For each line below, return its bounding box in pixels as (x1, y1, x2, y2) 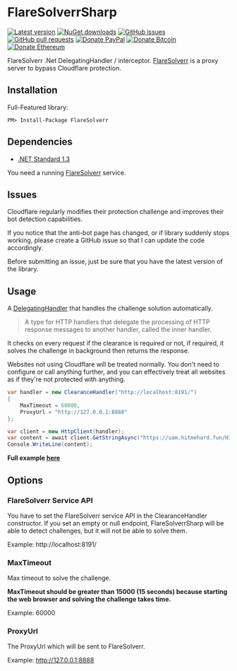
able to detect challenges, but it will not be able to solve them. (7, 526, 188, 535)
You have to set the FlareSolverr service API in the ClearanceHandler (7, 511, 208, 520)
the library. (7, 265, 39, 273)
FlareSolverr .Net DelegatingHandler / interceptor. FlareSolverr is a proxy (7, 56, 219, 64)
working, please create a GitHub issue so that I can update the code (7, 236, 205, 244)
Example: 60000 (7, 609, 56, 617)
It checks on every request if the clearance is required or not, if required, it (7, 339, 224, 348)
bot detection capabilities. (7, 215, 83, 223)
